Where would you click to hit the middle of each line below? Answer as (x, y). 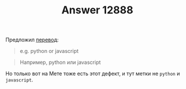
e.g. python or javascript (49, 51)
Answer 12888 (97, 10)
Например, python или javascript (60, 62)
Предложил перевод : (32, 40)
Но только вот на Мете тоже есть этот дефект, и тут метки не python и (93, 74)
